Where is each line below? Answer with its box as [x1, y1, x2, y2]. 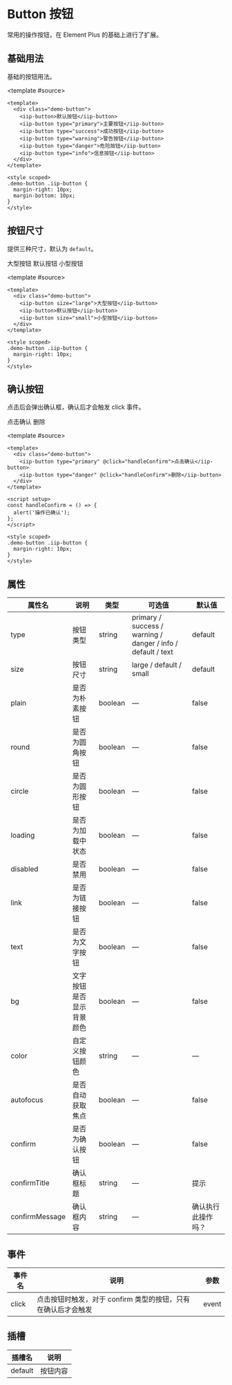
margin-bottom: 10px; [13, 192, 76, 199]
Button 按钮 [7, 6, 74, 22]
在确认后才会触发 [37, 1305, 93, 1314]
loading [10, 831, 35, 841]
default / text [131, 648, 174, 657]
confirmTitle [10, 1178, 50, 1188]
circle [10, 787, 29, 796]
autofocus [10, 1095, 43, 1105]
